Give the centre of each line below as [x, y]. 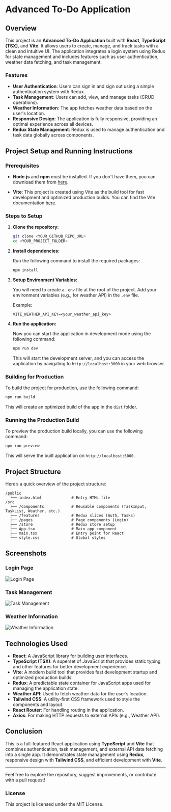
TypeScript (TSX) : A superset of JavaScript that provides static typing [87, 661]
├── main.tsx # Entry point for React [67, 533]
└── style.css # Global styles [58, 538]
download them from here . [40, 182]
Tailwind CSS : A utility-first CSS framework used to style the [76, 699]
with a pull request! [25, 780]
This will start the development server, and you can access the [78, 358]
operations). [25, 102]
